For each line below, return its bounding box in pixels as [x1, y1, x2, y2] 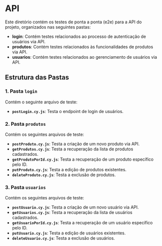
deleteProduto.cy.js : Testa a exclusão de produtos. [12, 172, 116, 178]
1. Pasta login [5, 88, 38, 95]
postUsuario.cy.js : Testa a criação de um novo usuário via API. [12, 204, 139, 210]
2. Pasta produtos [5, 120, 46, 127]
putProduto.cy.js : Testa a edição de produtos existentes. [12, 166, 127, 172]
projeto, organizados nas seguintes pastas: [5, 24, 91, 30]
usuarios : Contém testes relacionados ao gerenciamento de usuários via [12, 54, 157, 60]
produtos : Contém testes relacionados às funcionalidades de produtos [12, 44, 153, 49]
